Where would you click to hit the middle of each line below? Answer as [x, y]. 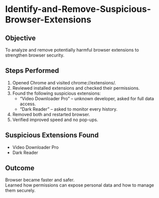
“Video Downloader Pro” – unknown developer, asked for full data [87, 98]
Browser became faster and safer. [40, 180]
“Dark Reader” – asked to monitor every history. [69, 109]
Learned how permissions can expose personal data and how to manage [79, 185]
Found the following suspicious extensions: [56, 93]
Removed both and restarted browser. [51, 114]
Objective [21, 38]
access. [28, 104]
